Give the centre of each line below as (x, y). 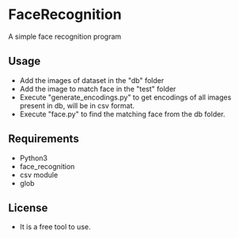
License (28, 208)
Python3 (33, 158)
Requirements (44, 139)
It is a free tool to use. (55, 227)
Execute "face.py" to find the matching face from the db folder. (122, 114)
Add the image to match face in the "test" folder (98, 89)
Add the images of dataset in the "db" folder (92, 80)
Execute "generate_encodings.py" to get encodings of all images (125, 97)
